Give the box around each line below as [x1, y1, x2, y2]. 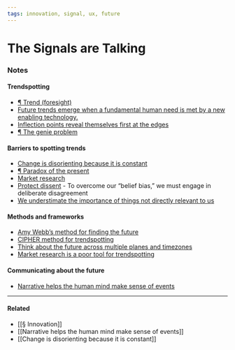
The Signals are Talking [7, 40, 146, 56]
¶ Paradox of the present [17, 167, 90, 175]
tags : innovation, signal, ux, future [7, 10, 120, 17]
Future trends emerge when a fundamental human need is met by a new [17, 105, 225, 114]
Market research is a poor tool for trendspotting [17, 250, 155, 258]
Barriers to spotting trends [7, 144, 86, 152]
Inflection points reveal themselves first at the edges [17, 120, 169, 129]
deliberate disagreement [17, 189, 89, 198]
